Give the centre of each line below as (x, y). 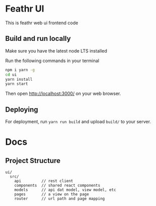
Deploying (22, 109)
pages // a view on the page (52, 194)
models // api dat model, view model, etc (65, 190)
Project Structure (33, 160)
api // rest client (44, 181)
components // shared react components (57, 186)
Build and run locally (38, 39)
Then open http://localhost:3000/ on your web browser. (63, 93)
